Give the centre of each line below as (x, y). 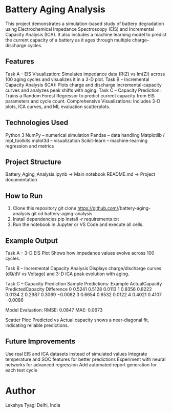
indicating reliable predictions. (37, 325)
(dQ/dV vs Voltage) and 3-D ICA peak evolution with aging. (67, 274)
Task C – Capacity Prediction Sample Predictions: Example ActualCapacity (84, 284)
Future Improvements (40, 342)
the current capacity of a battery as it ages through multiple (68, 40)
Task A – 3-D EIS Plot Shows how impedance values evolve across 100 (80, 253)
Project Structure (33, 162)
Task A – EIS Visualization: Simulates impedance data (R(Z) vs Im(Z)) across (85, 74)
